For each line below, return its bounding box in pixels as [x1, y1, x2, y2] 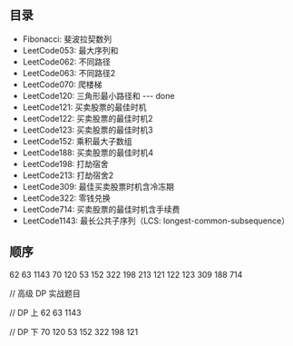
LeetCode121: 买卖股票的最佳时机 [22, 102, 147, 113]
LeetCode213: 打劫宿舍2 [22, 170, 114, 181]
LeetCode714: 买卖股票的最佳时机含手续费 [22, 203, 181, 214]
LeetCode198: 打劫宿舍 [22, 158, 109, 169]
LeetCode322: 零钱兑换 [22, 193, 111, 203]
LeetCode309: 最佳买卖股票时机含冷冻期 [22, 181, 175, 192]
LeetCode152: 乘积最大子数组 [22, 135, 133, 146]
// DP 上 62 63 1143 [9, 307, 82, 318]
